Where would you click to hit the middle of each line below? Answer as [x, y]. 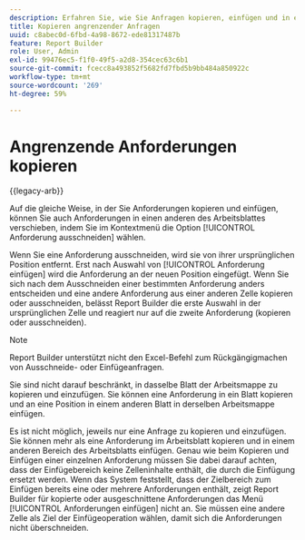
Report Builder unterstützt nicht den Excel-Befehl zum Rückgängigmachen [148, 358]
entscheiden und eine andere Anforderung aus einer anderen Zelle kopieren [151, 294]
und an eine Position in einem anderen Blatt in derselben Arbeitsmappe [142, 404]
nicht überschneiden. [49, 528]
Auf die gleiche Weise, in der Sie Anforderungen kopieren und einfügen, [144, 209]
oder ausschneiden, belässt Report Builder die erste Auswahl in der [135, 303]
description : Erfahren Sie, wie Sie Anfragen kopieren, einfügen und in [150, 18]
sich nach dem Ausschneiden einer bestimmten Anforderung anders [137, 284]
